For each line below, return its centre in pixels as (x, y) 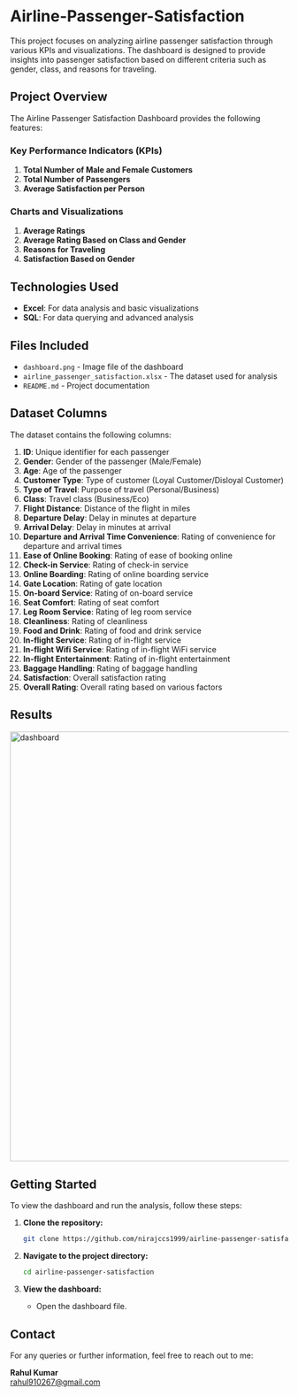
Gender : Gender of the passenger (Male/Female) (112, 461)
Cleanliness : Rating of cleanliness (85, 621)
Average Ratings (54, 231)
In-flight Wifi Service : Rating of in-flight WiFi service (120, 649)
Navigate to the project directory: (85, 1256)
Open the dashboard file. (81, 1307)
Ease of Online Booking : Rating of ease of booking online (128, 555)
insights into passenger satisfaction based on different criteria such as (138, 59)
